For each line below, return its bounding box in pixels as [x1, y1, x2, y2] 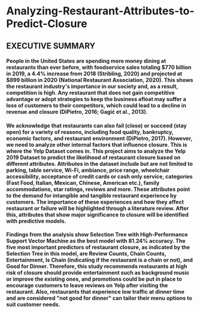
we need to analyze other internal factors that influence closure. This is [6, 141, 187, 148]
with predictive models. [6, 217, 66, 224]
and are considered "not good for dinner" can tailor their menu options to [6, 294, 193, 302]
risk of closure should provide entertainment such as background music [6, 269, 190, 276]
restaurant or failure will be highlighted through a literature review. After [6, 205, 189, 212]
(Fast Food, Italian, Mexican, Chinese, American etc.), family [6, 179, 160, 186]
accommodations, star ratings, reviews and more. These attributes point [6, 186, 190, 193]
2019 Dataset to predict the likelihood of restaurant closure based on [6, 154, 181, 161]
